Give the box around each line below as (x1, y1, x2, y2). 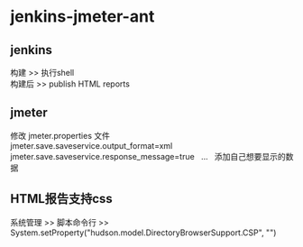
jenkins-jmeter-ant (10, 6, 155, 27)
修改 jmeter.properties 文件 (10, 130, 111, 141)
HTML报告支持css (10, 191, 114, 206)
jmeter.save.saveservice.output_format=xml (10, 140, 173, 151)
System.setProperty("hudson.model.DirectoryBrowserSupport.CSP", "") (10, 227, 277, 238)
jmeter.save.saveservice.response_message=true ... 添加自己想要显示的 (10, 151, 287, 161)
